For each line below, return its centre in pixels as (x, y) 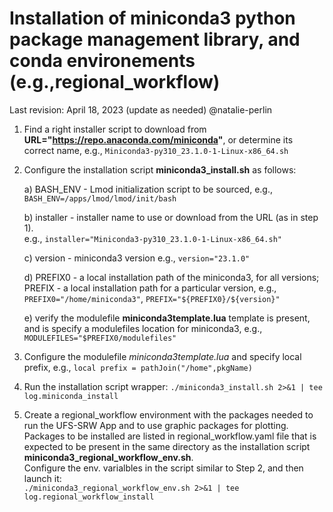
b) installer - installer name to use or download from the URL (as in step (171, 217)
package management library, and (155, 39)
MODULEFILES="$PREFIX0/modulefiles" (100, 338)
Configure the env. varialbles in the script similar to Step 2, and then (163, 468)
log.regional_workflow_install (89, 497)
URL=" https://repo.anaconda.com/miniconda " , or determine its (158, 139)
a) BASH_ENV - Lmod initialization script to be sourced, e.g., (148, 189)
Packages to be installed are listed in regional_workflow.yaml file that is (170, 436)
